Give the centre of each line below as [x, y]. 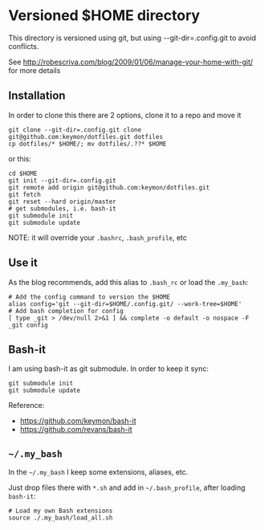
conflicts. [24, 46]
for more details [35, 70]
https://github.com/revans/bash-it [76, 430]
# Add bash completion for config [66, 311]
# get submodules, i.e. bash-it [62, 208]
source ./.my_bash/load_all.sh [61, 518]
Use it [23, 263]
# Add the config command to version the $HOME [89, 297]
